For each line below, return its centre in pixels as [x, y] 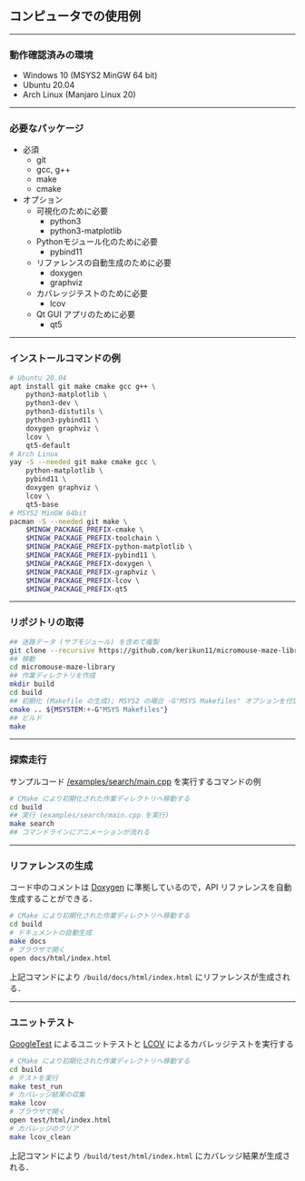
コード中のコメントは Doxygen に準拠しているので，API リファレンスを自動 [151, 888]
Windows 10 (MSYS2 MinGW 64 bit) [90, 75]
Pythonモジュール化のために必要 [97, 242]
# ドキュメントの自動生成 [51, 933]
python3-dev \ [52, 403]
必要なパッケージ [47, 128]
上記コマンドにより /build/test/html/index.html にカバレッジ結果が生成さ [150, 1156]
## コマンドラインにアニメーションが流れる [79, 833]
